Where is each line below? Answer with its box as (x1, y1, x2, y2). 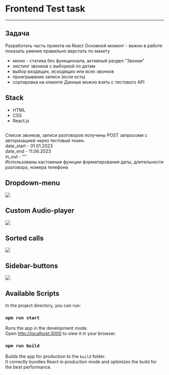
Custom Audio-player (5, 207, 74, 215)
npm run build (5, 343, 40, 349)
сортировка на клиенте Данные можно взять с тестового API (12, 79, 145, 85)
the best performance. (5, 364, 52, 370)
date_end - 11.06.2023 (5, 148, 51, 154)
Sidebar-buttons (5, 261, 58, 270)
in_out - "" (5, 153, 27, 159)
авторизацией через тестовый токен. (5, 137, 85, 143)
